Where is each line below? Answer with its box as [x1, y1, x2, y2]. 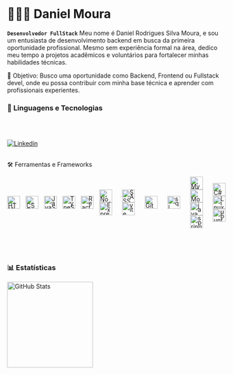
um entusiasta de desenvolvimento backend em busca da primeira [7, 36, 195, 44]
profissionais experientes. [7, 86, 80, 94]
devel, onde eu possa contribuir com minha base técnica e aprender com [7, 78, 214, 87]
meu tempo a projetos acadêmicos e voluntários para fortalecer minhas [7, 51, 209, 59]
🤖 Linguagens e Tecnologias [7, 103, 103, 113]
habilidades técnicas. [7, 58, 67, 66]
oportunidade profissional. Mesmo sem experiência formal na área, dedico [7, 43, 218, 52]
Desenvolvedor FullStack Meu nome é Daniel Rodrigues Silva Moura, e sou [7, 29, 219, 37]
